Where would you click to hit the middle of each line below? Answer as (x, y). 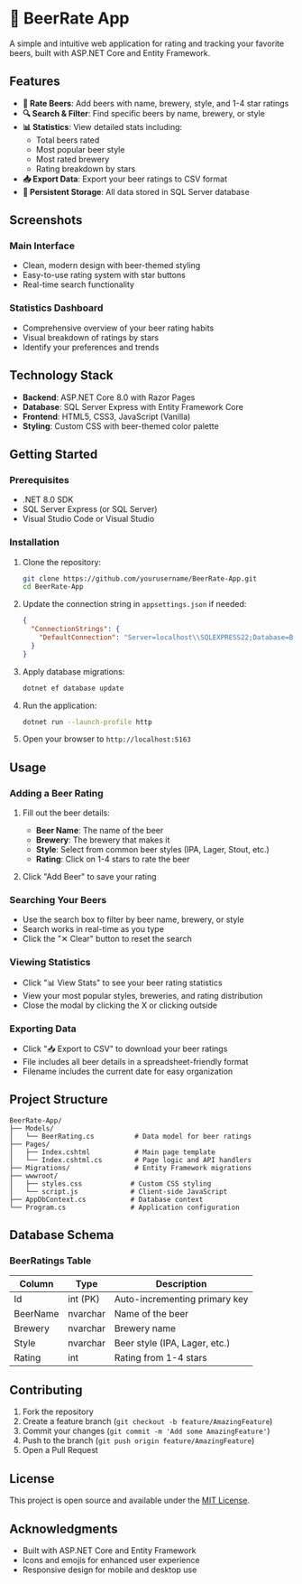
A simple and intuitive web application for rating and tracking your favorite (147, 43)
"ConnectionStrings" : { (75, 629)
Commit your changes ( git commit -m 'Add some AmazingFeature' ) (146, 1431)
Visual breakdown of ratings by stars (91, 337)
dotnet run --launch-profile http (87, 722)
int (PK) (84, 1300)
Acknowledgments (64, 1528)
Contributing (46, 1390)
